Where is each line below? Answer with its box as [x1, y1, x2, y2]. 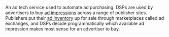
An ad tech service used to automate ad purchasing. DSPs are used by [5, 5, 153, 10]
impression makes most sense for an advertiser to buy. [5, 26, 120, 32]
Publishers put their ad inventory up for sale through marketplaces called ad [5, 15, 164, 21]
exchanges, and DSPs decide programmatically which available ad [5, 20, 145, 26]
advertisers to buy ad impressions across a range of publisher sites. [5, 10, 147, 16]
